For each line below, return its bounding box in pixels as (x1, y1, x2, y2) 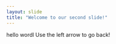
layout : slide (6, 8, 43, 15)
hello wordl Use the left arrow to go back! (6, 31, 111, 38)
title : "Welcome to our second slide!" (6, 14, 108, 20)
